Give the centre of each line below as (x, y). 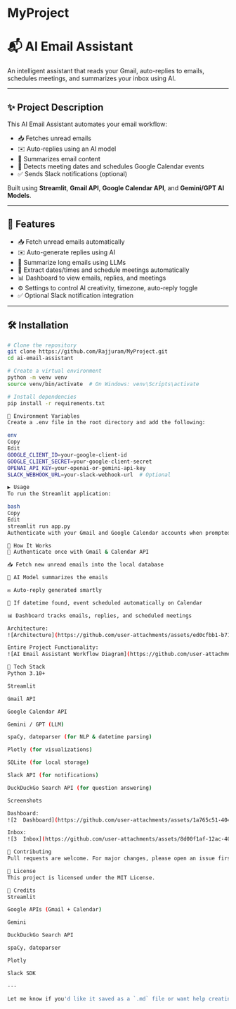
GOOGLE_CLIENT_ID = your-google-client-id (67, 455)
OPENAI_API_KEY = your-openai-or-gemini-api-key (77, 468)
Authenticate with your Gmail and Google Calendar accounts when (105, 533)
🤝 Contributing (29, 852)
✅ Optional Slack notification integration (75, 295)
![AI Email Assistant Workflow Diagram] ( (69, 654)
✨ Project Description (55, 107)
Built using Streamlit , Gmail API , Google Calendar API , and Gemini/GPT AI (116, 187)
